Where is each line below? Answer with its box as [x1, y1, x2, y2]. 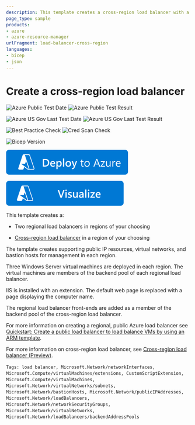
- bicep [6, 53, 25, 58]
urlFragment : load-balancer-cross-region [6, 40, 109, 46]
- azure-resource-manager [6, 34, 69, 40]
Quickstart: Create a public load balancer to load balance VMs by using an [6, 328, 185, 335]
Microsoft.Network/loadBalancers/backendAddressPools [6, 414, 140, 420]
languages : [6, 47, 33, 53]
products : [6, 22, 30, 27]
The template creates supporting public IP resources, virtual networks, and [6, 246, 186, 253]
